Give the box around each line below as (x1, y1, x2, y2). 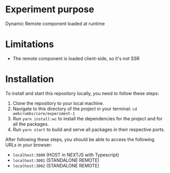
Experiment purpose (5, 4, 95, 15)
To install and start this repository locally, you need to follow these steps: (5, 90, 159, 96)
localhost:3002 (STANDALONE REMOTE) (12, 162, 100, 168)
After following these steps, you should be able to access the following (5, 136, 155, 142)
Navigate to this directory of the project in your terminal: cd (12, 105, 137, 112)
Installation (5, 73, 54, 85)
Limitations (5, 38, 54, 50)
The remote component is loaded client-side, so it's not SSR (12, 55, 140, 61)
